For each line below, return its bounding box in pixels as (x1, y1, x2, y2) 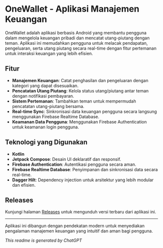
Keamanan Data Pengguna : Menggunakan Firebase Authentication (12, 119, 147, 124)
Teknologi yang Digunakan (5, 138, 88, 146)
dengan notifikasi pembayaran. (12, 93, 74, 99)
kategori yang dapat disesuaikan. (12, 83, 79, 89)
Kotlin (12, 151, 25, 157)
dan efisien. (12, 182, 36, 188)
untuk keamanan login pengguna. (12, 124, 79, 130)
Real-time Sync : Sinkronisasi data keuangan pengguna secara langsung (12, 108, 157, 114)
